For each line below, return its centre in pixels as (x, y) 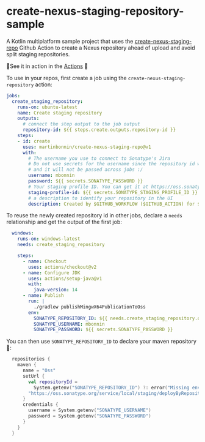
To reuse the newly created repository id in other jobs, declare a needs (95, 215)
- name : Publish (43, 296)
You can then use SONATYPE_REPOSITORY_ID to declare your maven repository (102, 342)
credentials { (41, 405)
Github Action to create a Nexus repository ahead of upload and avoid (107, 48)
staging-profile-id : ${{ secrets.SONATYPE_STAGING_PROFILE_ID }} (113, 192)
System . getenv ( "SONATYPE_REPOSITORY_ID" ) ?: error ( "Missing (111, 388)
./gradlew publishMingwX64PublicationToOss (90, 307)
